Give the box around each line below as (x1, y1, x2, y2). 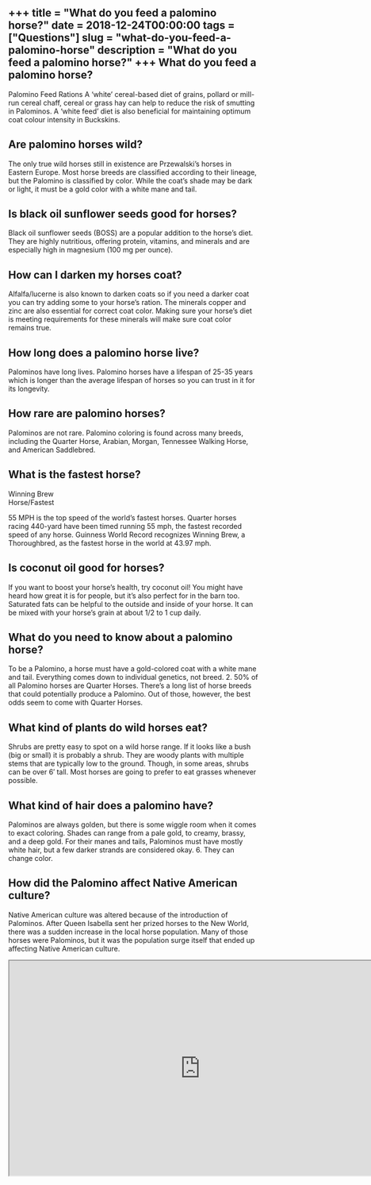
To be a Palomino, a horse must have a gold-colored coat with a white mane (8, 664, 257, 674)
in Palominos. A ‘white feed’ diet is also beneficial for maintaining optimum (8, 106, 251, 116)
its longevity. (8, 384, 50, 394)
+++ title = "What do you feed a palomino (8, 6, 217, 20)
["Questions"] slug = (8, 31, 113, 44)
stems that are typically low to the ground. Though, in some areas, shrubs (8, 758, 250, 769)
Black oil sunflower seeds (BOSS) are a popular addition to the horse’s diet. (8, 228, 254, 237)
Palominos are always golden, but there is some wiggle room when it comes (8, 820, 257, 829)
